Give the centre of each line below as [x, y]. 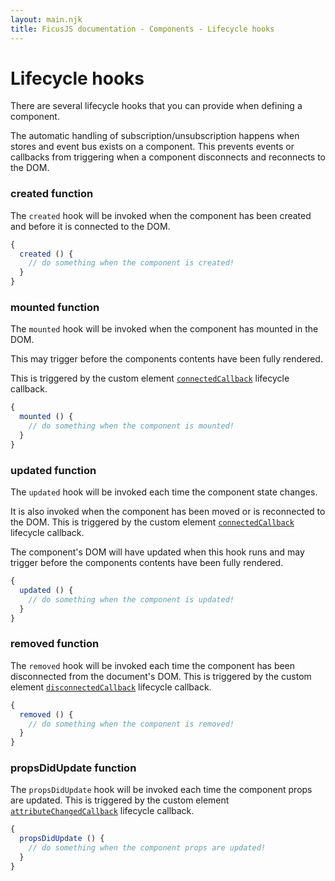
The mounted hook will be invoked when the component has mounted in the [164, 329]
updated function [53, 470]
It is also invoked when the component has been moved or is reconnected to [168, 512]
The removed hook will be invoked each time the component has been [153, 665]
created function [52, 194]
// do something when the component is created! [131, 263]
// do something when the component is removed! [131, 724]
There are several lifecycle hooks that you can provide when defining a [156, 106]
